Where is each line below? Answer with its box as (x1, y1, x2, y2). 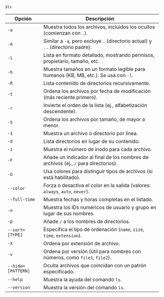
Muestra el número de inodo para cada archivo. (43, 146, 152, 153)
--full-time (7, 197, 36, 202)
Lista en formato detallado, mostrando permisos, (43, 52, 155, 58)
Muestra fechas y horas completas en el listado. (43, 196, 153, 203)
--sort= (7, 228, 25, 232)
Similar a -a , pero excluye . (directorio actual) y (43, 38, 152, 44)
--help (7, 277, 23, 282)
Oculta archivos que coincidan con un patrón (43, 262, 146, 269)
